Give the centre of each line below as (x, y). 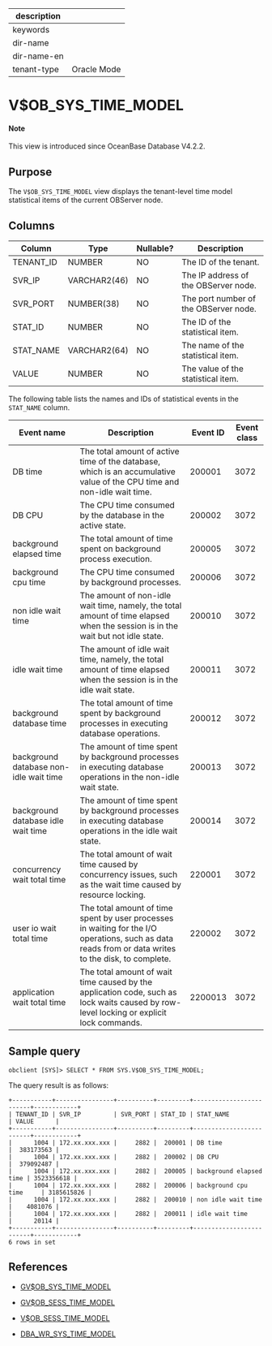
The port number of (219, 299)
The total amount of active (130, 451)
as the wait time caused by (131, 885)
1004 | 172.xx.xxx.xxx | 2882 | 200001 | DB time (128, 1143)
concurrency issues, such (129, 874)
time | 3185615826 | (50, 1193)
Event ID (208, 433)
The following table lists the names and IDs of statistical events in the (123, 399)
